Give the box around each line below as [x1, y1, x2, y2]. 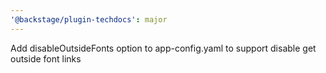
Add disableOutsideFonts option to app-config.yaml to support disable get [10, 42, 317, 54]
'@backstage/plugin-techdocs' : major [10, 14, 168, 25]
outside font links [10, 52, 82, 65]
